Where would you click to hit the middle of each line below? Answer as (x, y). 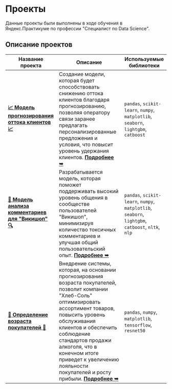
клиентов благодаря (84, 99)
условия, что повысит (86, 144)
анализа (18, 206)
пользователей (78, 210)
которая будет (77, 80)
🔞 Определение (28, 314)
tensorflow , (138, 325)
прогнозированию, (82, 106)
